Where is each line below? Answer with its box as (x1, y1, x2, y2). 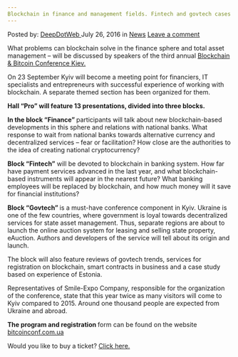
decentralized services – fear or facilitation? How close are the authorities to (7, 138, 232, 146)
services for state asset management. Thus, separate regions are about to (7, 218, 225, 227)
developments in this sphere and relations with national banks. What (7, 122, 208, 132)
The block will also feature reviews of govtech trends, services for (7, 255, 202, 263)
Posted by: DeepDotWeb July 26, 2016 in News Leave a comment (7, 30, 200, 38)
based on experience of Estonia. (7, 270, 103, 278)
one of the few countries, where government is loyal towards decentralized (7, 211, 228, 219)
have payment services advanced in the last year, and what (7, 166, 182, 175)
